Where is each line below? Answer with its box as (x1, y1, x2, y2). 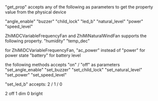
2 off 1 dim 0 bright (5, 91, 43, 96)
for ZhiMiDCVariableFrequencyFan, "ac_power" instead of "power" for (5, 48, 145, 53)
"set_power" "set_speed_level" (5, 72, 67, 77)
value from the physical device (5, 9, 66, 15)
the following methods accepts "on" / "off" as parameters (5, 62, 120, 67)
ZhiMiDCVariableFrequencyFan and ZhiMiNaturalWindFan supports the (5, 33, 147, 38)
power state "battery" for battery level (5, 52, 81, 58)
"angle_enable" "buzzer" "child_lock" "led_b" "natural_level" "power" (5, 19, 143, 24)
